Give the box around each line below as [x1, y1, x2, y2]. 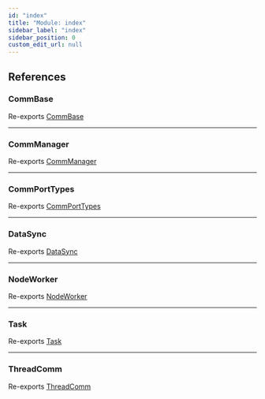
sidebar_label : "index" [8, 26, 87, 34]
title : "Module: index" [8, 19, 87, 27]
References [8, 70, 66, 84]
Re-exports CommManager [8, 157, 97, 166]
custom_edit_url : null [8, 41, 83, 49]
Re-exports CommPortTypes [8, 202, 101, 211]
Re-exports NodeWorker [8, 292, 88, 300]
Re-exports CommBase [8, 111, 84, 121]
